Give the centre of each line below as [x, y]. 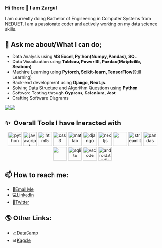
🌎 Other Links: [28, 218]
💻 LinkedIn [23, 195]
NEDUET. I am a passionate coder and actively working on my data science [81, 24]
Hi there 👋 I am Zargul [31, 8]
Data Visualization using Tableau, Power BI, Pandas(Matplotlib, [77, 62]
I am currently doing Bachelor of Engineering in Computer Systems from [78, 19]
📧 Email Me [23, 189]
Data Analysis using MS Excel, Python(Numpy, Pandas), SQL [75, 57]
